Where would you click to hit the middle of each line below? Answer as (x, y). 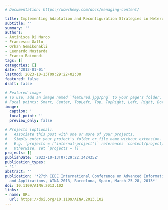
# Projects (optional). (30, 130)
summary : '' (17, 28)
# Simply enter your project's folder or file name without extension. (84, 139)
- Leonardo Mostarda (27, 51)
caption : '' (22, 111)
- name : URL (17, 195)
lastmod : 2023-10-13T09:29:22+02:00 (43, 75)
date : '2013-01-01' (25, 70)
